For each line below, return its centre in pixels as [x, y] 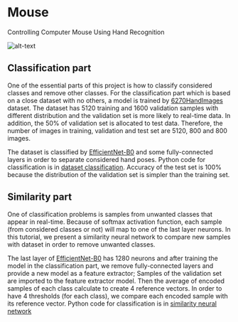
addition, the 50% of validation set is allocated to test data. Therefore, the [115, 123]
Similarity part [40, 197]
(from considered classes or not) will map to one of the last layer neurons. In [119, 229]
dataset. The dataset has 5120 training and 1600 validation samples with [113, 108]
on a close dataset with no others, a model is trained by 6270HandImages [115, 100]
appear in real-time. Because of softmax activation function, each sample [115, 222]
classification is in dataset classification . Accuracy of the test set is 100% [114, 167]
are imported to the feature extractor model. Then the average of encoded [116, 281]
